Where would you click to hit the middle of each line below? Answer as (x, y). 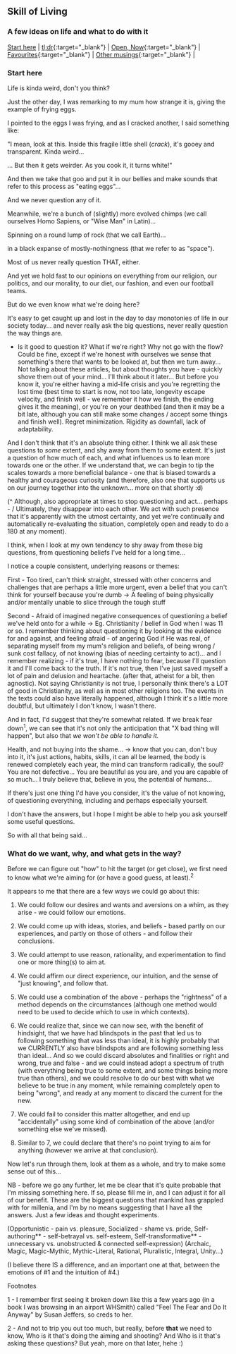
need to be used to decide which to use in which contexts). (103, 1011)
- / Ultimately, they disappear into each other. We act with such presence (113, 509)
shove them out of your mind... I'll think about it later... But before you (118, 376)
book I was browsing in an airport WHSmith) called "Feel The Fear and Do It (117, 1307)
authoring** (25, 1236)
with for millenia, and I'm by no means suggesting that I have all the (105, 1207)
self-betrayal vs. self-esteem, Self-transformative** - (125, 1236)
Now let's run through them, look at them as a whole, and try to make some (117, 1164)
